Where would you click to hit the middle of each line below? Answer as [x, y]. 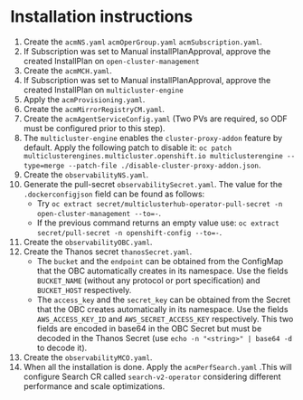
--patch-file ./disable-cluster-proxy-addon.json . [165, 165]
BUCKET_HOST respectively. [84, 290]
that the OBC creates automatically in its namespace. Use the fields [162, 309]
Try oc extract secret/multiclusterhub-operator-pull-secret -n [160, 203]
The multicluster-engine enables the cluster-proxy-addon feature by [153, 138]
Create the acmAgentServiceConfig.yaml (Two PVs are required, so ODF [155, 119]
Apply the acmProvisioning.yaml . [84, 99]
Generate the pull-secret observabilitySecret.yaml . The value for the [153, 184]
